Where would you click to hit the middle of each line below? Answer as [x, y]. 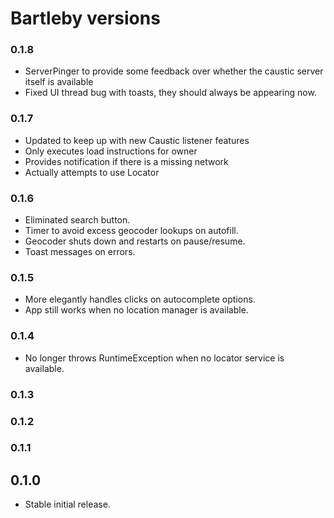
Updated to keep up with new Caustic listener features [137, 140]
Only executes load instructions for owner [111, 151]
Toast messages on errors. [80, 252]
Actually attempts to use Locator [92, 172]
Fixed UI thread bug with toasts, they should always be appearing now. [170, 93]
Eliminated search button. [77, 220]
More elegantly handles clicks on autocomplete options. [140, 299]
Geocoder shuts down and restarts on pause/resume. [135, 241]
